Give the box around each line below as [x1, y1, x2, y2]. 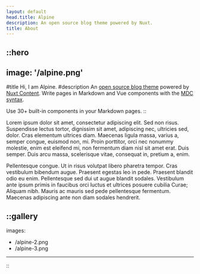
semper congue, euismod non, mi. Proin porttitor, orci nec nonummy [6, 138, 174, 145]
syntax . [6, 96, 24, 103]
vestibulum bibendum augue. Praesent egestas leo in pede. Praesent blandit [6, 169, 193, 176]
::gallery [6, 211, 38, 221]
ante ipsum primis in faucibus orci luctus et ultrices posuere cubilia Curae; [6, 181, 188, 188]
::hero [6, 47, 29, 57]
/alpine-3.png [14, 245, 49, 252]
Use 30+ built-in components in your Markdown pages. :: [6, 108, 147, 115]
